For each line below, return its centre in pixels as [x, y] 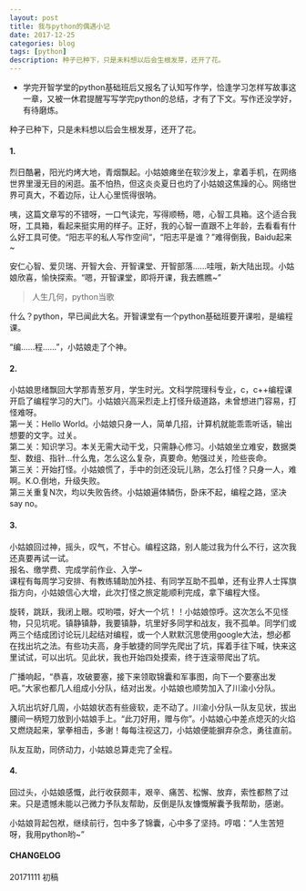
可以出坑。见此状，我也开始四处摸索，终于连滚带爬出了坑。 [153, 657]
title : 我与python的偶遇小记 [60, 26]
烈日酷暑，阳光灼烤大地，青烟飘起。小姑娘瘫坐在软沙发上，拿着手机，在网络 [153, 172]
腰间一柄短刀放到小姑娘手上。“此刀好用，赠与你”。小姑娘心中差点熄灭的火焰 [153, 718]
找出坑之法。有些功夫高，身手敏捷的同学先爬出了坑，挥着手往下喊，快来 [153, 645]
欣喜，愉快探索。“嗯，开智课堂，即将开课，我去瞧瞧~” [119, 278]
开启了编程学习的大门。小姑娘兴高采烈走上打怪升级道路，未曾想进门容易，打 [153, 401]
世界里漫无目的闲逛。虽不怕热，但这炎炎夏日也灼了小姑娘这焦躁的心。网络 [149, 184]
